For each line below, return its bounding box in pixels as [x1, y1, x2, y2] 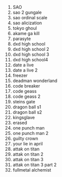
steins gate [12, 99, 35, 104]
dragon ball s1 [12, 104, 41, 110]
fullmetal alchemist [12, 167, 51, 173]
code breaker [12, 83, 40, 88]
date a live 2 [12, 67, 38, 73]
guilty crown [12, 135, 38, 141]
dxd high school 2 [12, 46, 49, 52]
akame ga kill [12, 31, 40, 36]
